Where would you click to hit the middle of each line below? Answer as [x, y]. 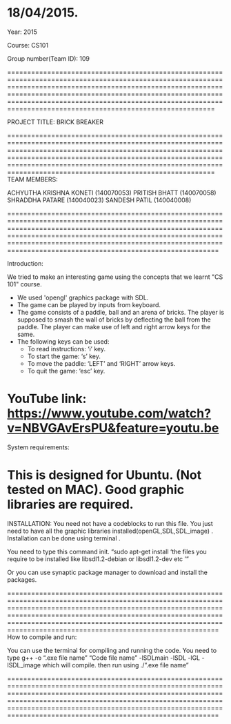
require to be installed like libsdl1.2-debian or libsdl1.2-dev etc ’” [98, 559]
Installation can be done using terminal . [64, 538]
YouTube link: [47, 399]
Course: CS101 [28, 45]
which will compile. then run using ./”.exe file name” [115, 665]
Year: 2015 [22, 32]
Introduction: [25, 263]
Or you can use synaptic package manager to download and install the [108, 572]
